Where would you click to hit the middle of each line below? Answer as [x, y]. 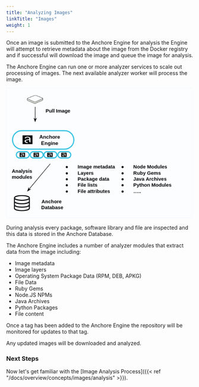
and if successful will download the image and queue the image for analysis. [100, 55]
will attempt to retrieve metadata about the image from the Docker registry [97, 49]
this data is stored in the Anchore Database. [60, 234]
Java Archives [32, 301]
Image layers [30, 269]
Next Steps [23, 358]
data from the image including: [44, 251]
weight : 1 [18, 25]
